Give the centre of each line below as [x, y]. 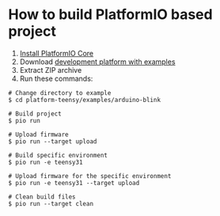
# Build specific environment [58, 155]
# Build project [35, 114]
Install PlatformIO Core [57, 53]
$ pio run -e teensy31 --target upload [74, 183]
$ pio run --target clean [51, 203]
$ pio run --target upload [53, 141]
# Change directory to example [60, 93]
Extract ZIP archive [51, 70]
